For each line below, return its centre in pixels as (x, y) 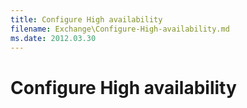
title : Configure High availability (86, 19)
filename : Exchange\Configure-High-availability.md (120, 29)
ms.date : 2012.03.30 (53, 38)
